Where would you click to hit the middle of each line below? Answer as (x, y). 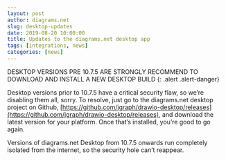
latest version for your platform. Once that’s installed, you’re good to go (109, 122)
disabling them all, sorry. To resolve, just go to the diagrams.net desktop (110, 100)
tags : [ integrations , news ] (48, 46)
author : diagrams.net (38, 20)
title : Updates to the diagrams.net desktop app (79, 39)
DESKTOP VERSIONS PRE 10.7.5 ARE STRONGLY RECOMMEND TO (103, 72)
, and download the (186, 114)
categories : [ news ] (35, 53)
